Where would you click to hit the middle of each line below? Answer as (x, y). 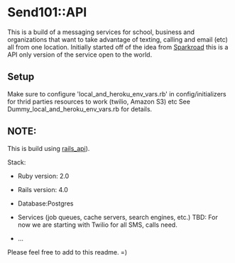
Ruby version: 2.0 (43, 176)
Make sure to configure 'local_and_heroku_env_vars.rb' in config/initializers (117, 94)
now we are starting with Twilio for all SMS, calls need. (97, 225)
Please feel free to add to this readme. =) (67, 252)
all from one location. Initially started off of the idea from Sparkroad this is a (118, 47)
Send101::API (47, 12)
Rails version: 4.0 (43, 189)
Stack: (17, 162)
